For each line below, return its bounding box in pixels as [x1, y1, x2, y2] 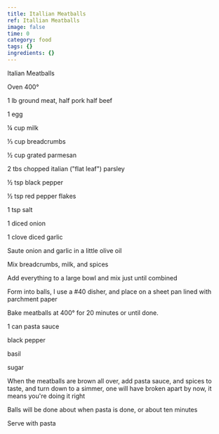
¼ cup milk [7, 123, 39, 132]
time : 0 [7, 30, 30, 37]
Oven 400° [7, 82, 39, 91]
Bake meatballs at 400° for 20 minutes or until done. [7, 308, 159, 317]
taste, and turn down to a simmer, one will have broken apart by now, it [7, 384, 212, 392]
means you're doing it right [7, 392, 86, 400]
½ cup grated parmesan [7, 151, 77, 159]
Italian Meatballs [7, 68, 55, 77]
